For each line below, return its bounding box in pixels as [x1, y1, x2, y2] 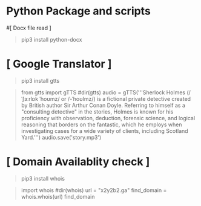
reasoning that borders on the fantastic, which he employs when [21, 121, 182, 128]
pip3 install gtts [21, 77, 60, 84]
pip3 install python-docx [21, 36, 82, 43]
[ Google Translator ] [6, 57, 112, 71]
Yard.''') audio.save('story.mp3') [21, 134, 102, 141]
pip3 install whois [21, 175, 65, 182]
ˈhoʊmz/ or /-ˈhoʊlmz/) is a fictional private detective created [39, 95, 191, 102]
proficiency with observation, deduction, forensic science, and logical [21, 114, 196, 121]
